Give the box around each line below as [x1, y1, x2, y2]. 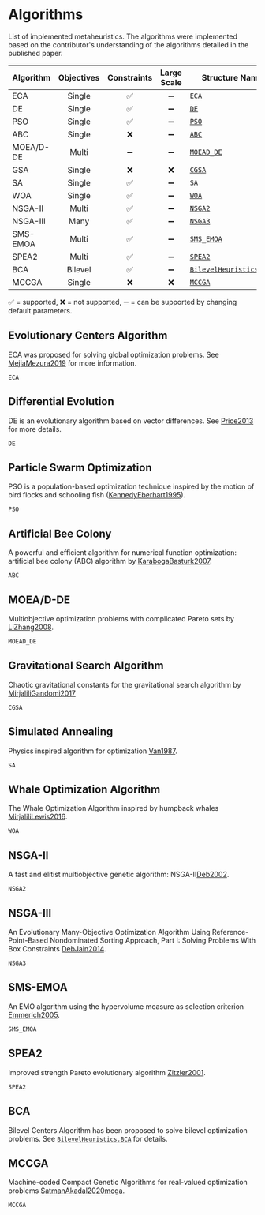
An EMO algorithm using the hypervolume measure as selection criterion [8, 1001, 244, 1011]
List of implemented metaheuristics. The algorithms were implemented [8, 32, 238, 41]
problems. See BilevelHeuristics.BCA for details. [8, 1134, 168, 1143]
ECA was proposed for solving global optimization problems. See [8, 350, 219, 359]
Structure [201, 72, 239, 83]
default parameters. [8, 306, 73, 315]
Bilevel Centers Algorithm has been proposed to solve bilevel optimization [8, 1125, 248, 1134]
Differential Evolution [8, 395, 114, 408]
